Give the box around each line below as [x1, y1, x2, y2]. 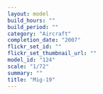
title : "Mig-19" [7, 76, 55, 83]
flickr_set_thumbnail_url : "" [7, 50, 97, 57]
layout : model [7, 10, 50, 18]
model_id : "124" [7, 57, 55, 64]
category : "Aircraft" [7, 30, 72, 37]
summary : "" [7, 69, 43, 76]
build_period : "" [7, 23, 59, 30]
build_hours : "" [7, 17, 55, 24]
